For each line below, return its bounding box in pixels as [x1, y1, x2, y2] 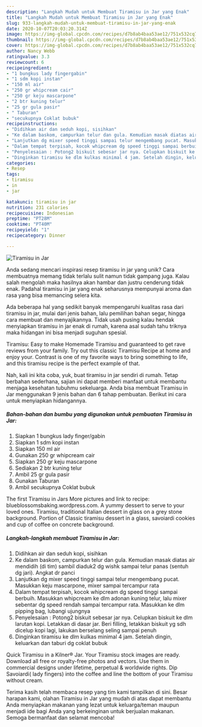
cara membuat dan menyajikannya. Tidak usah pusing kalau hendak [6, 316, 174, 323]
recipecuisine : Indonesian [6, 210, 74, 216]
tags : [6, 171, 20, 178]
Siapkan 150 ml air [14, 445, 61, 452]
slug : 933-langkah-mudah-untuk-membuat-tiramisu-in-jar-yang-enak [6, 20, 176, 26]
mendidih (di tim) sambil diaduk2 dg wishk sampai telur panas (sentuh [14, 563, 189, 570]
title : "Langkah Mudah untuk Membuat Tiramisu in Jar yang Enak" [6, 14, 173, 20]
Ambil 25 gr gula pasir [14, 470, 70, 478]
